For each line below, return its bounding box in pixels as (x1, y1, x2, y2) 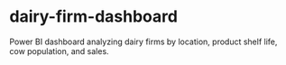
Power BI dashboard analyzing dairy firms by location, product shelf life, (9, 36, 278, 47)
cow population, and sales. (9, 45, 110, 56)
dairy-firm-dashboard (9, 6, 179, 27)
